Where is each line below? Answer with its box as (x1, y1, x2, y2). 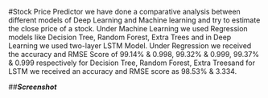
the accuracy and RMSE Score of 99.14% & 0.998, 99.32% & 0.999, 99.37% (8, 50, 260, 59)
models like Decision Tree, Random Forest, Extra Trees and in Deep (8, 32, 232, 42)
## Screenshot (8, 82, 58, 92)
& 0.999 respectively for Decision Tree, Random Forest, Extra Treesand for (8, 58, 256, 67)
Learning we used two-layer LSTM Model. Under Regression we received (8, 41, 252, 51)
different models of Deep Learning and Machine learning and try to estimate (8, 15, 261, 25)
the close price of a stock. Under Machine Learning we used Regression (8, 24, 248, 33)
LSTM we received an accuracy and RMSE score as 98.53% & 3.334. (8, 67, 237, 76)
